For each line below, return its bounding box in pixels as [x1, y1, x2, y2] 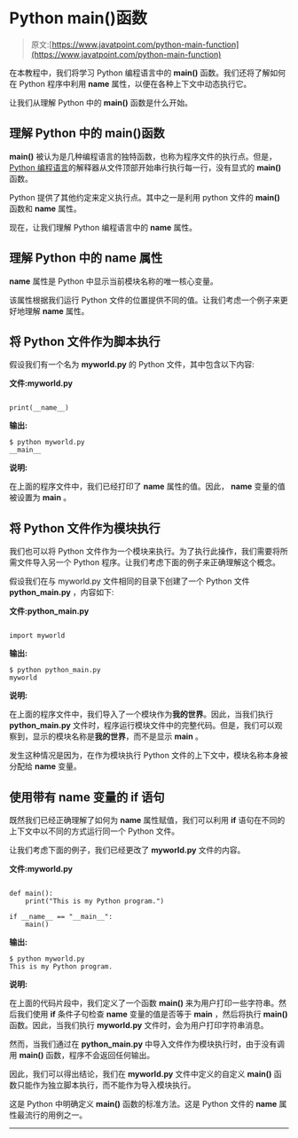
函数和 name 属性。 [9, 203, 82, 214]
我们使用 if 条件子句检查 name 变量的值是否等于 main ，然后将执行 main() [16, 1009, 288, 1019]
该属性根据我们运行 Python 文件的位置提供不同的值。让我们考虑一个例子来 [9, 294, 281, 305]
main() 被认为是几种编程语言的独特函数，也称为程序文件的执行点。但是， [9, 151, 277, 161]
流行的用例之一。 [24, 1110, 87, 1120]
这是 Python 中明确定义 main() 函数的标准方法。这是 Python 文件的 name [9, 1099, 278, 1109]
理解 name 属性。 [24, 305, 90, 316]
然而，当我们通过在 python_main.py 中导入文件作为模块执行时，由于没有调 [9, 1039, 286, 1049]
